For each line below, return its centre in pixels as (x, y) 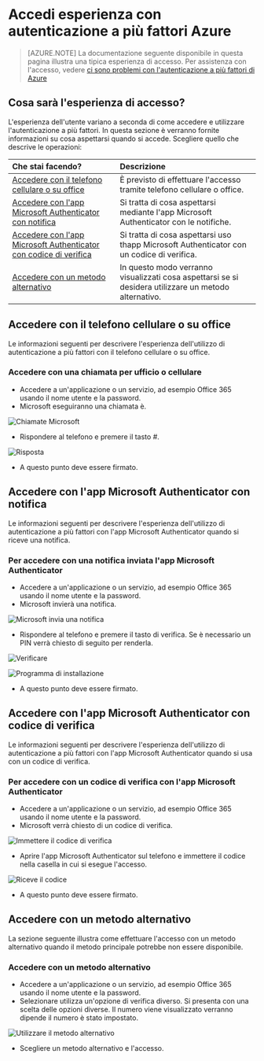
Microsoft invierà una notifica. (68, 604)
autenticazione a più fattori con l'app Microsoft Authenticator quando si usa (130, 752)
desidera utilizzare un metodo (175, 287)
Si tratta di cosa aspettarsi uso (176, 235)
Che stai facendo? (47, 166)
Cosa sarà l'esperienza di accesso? (97, 103)
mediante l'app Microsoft (166, 212)
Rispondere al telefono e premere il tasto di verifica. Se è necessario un (135, 634)
